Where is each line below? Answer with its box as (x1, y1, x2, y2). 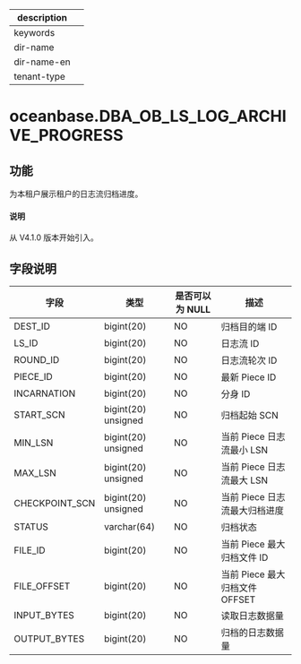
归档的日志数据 (220, 626, 285, 639)
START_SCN (13, 409, 65, 421)
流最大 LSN (220, 474, 269, 487)
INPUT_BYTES (13, 609, 74, 622)
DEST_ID (13, 320, 51, 332)
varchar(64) (104, 521, 155, 533)
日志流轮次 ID (220, 354, 278, 366)
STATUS (13, 521, 49, 533)
